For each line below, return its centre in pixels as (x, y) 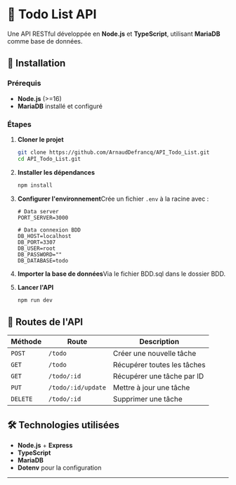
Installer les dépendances (56, 172)
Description (159, 342)
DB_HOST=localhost (44, 236)
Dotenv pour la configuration (59, 468)
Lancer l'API (35, 287)
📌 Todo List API (52, 14)
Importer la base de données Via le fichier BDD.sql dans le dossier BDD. (122, 274)
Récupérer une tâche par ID (158, 376)
